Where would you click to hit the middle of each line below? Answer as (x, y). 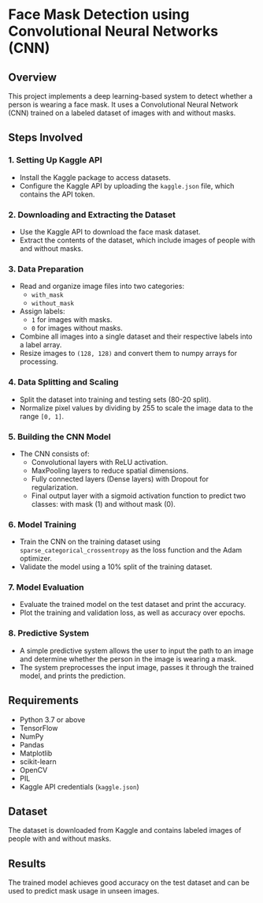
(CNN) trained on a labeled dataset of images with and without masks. (122, 113)
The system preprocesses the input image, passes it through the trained (137, 667)
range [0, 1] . (42, 416)
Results (27, 863)
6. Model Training (43, 524)
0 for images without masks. (77, 328)
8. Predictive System (48, 633)
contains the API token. (57, 194)
